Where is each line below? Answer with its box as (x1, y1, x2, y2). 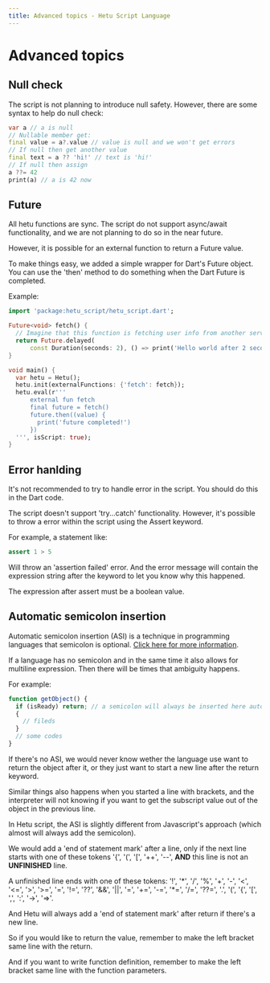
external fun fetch (29, 396, 95, 404)
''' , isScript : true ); (15, 433, 92, 442)
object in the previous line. (8, 804, 96, 814)
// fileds (22, 717, 56, 725)
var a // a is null (8, 124, 74, 132)
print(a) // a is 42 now (8, 176, 92, 184)
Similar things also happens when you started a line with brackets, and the (8, 786, 255, 796)
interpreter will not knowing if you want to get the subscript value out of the (8, 795, 259, 805)
